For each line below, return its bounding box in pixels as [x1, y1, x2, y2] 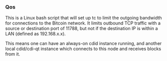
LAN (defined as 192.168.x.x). [5, 31, 66, 37]
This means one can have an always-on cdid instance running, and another [5, 40, 162, 46]
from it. [5, 51, 20, 57]
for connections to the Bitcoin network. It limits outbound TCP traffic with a [5, 20, 161, 26]
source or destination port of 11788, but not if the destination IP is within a [5, 25, 158, 31]
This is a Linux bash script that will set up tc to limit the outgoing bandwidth [5, 15, 162, 21]
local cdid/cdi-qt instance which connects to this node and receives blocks [5, 46, 161, 52]
